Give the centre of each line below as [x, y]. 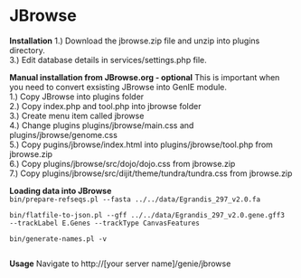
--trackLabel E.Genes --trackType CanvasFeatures [105, 223]
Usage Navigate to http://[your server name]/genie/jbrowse [120, 264]
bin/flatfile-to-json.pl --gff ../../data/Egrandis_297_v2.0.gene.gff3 [147, 215]
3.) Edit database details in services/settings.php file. [108, 60]
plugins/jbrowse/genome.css [63, 134]
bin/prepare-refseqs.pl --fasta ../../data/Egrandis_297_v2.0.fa [135, 199]
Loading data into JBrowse [61, 190]
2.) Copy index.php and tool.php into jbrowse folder [105, 106]
